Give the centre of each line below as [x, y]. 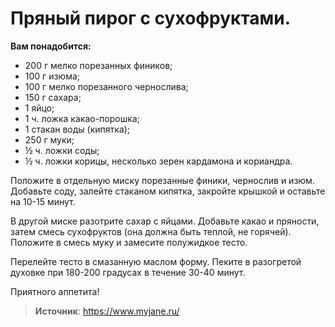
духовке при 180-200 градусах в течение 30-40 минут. [128, 272]
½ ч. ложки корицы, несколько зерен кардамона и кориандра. [158, 161]
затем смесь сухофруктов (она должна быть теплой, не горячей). [151, 231]
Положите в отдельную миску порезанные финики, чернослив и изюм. [162, 180]
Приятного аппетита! [55, 291]
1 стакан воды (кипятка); [77, 129]
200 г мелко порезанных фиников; [98, 65]
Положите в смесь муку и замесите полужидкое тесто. [129, 242]
